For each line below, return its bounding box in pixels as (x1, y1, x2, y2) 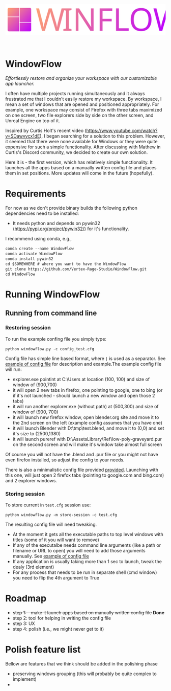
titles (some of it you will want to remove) (12, 537, 99, 543)
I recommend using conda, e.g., (5, 235, 72, 241)
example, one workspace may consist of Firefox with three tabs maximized (5, 106, 162, 113)
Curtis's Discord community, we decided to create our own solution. (5, 149, 148, 155)
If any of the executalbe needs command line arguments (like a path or (12, 542, 161, 548)
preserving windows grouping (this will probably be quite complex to (12, 671, 157, 677)
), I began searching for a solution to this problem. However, (40, 132, 165, 139)
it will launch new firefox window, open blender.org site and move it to (12, 414, 159, 420)
